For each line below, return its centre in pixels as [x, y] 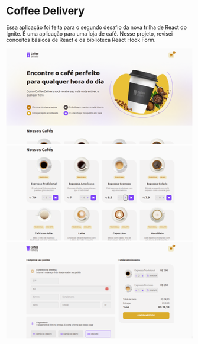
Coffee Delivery [46, 11]
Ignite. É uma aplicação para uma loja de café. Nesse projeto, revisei [90, 33]
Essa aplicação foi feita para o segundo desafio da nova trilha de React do [97, 27]
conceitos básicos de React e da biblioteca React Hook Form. [81, 40]
